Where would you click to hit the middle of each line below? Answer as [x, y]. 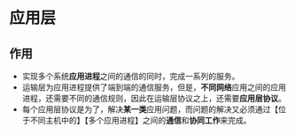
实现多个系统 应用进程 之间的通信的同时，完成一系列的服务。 [131, 76]
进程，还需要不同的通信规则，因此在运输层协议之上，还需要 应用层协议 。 [154, 98]
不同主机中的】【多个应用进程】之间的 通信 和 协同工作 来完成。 [140, 120]
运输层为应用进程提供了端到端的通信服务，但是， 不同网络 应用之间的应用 [154, 87]
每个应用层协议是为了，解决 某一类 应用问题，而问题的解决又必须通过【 [150, 109]
